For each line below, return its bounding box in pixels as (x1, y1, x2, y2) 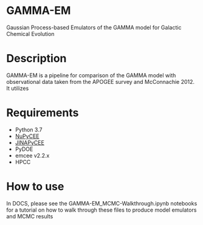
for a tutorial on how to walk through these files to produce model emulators (6, 206, 197, 213)
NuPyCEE (15, 132, 40, 140)
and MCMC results (6, 212, 53, 220)
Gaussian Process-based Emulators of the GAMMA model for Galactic (6, 24, 182, 31)
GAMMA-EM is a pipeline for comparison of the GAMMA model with (6, 71, 176, 79)
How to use (6, 180, 64, 193)
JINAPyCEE (15, 139, 44, 146)
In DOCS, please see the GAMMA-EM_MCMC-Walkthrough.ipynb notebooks (6, 199, 198, 207)
